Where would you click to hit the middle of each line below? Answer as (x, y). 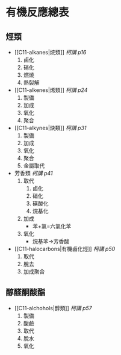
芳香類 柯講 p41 (33, 173)
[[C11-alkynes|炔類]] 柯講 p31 (50, 128)
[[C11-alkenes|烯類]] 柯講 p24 (51, 90)
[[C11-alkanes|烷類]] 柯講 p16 (50, 52)
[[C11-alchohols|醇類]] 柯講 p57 (53, 308)
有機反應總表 (38, 12)
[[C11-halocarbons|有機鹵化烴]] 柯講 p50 (65, 249)
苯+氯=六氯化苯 (52, 226)
